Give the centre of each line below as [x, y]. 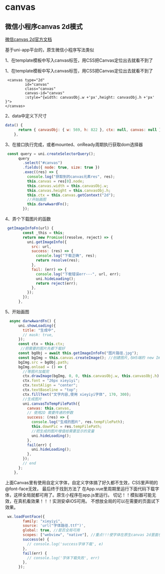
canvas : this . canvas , [49, 408]
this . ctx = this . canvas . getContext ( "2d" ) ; [71, 195]
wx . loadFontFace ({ [26, 517]
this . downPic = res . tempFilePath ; [67, 426]
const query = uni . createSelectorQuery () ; [51, 154]
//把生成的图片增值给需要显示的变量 [63, 431]
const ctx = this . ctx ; [41, 344]
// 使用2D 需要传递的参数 [50, 413]
